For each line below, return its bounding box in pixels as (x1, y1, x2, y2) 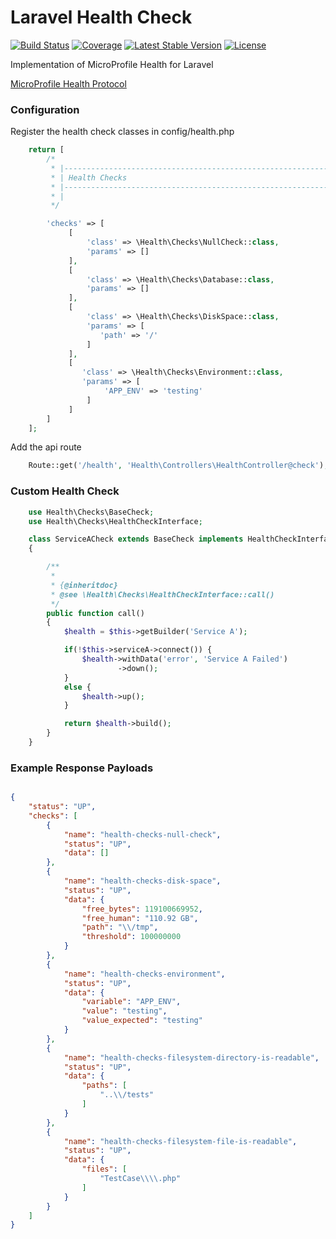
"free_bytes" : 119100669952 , (81, 904, 203, 914)
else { (63, 682, 92, 692)
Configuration (10, 102, 80, 116)
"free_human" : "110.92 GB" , (81, 913, 199, 923)
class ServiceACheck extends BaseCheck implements (28, 534, 244, 545)
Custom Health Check (10, 484, 120, 498)
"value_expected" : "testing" (81, 1016, 203, 1026)
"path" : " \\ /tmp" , (81, 922, 159, 933)
